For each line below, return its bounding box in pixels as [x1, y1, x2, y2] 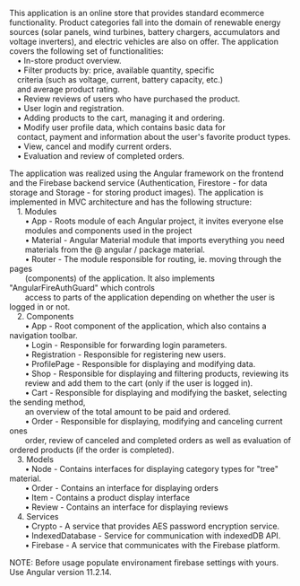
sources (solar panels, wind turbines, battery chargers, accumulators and [9, 27, 280, 37]
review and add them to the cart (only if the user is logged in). [25, 378, 253, 389]
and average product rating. [17, 84, 121, 94]
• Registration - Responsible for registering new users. [25, 349, 227, 360]
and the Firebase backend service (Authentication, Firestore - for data [9, 178, 268, 188]
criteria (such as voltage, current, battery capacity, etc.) [17, 74, 224, 84]
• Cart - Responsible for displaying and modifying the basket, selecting [25, 388, 287, 398]
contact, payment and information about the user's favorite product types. [17, 132, 291, 142]
